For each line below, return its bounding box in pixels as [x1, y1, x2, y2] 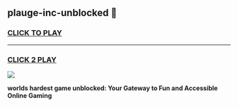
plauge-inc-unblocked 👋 [7, 7, 118, 19]
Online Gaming [7, 91, 52, 99]
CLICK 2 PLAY [7, 54, 57, 64]
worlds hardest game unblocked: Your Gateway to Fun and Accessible [7, 84, 218, 92]
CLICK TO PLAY [7, 28, 62, 38]
